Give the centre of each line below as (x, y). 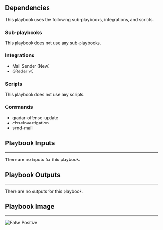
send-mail (22, 128)
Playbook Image (30, 206)
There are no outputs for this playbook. (44, 191)
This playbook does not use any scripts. (45, 94)
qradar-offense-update (35, 118)
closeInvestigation (30, 123)
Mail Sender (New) (31, 66)
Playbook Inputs (30, 143)
